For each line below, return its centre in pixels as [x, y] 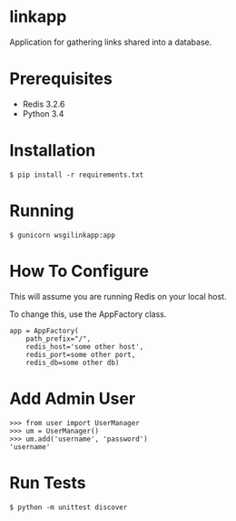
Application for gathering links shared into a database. [111, 42]
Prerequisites [61, 79]
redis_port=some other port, [81, 354]
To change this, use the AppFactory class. [88, 314]
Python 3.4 [43, 113]
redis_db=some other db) [73, 363]
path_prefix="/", [59, 339]
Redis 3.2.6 [44, 104]
